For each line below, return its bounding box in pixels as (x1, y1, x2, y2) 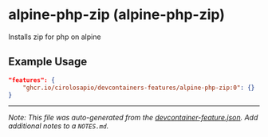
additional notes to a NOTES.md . (8, 121, 109, 131)
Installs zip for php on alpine (8, 32, 101, 41)
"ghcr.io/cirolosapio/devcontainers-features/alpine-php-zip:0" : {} (22, 84, 255, 92)
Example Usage (8, 55, 88, 68)
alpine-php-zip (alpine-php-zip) (8, 6, 226, 24)
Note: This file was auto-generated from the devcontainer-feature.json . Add (8, 113, 258, 123)
